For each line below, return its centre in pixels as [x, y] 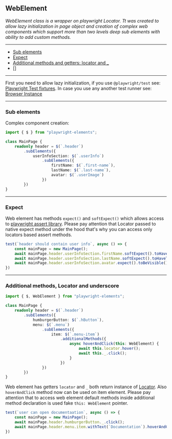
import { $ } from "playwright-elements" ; [51, 133]
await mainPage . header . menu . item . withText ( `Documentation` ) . [81, 427]
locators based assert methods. [39, 235]
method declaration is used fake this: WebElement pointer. [67, 403]
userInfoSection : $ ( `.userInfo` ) [68, 156]
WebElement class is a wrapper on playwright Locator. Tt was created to [82, 20]
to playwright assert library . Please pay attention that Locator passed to [81, 224]
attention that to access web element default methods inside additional [80, 398]
